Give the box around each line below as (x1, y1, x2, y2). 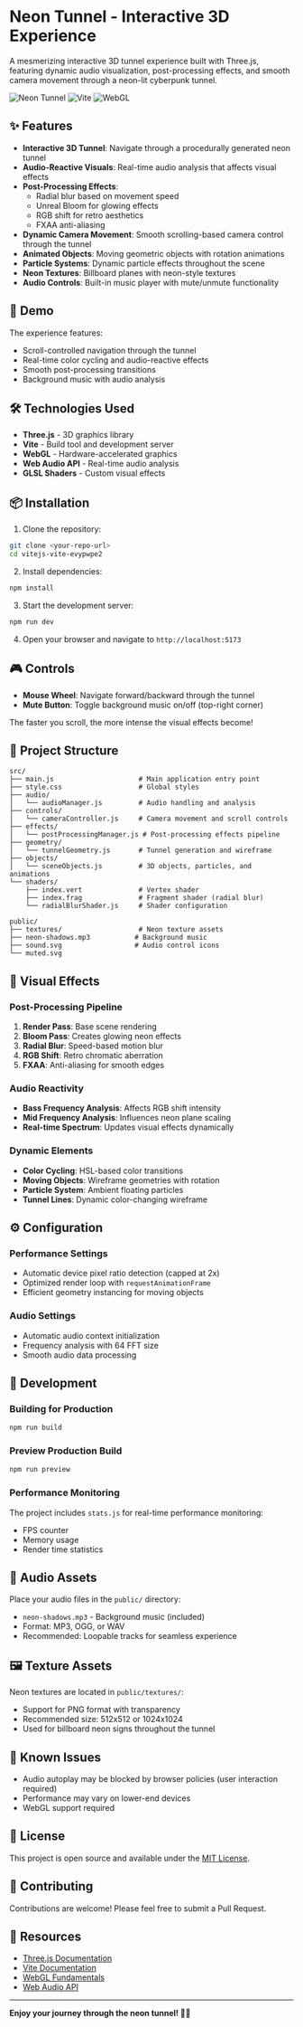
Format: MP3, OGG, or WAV (22, 1621, 125, 1632)
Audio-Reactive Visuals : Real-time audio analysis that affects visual (22, 161, 277, 173)
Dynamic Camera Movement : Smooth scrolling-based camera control (22, 229, 284, 240)
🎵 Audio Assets (9, 1570, 97, 1585)
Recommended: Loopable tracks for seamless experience (22, 1631, 237, 1642)
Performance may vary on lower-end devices (22, 1793, 191, 1804)
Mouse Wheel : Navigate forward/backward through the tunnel (22, 689, 255, 700)
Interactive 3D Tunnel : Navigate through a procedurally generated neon (22, 142, 291, 153)
